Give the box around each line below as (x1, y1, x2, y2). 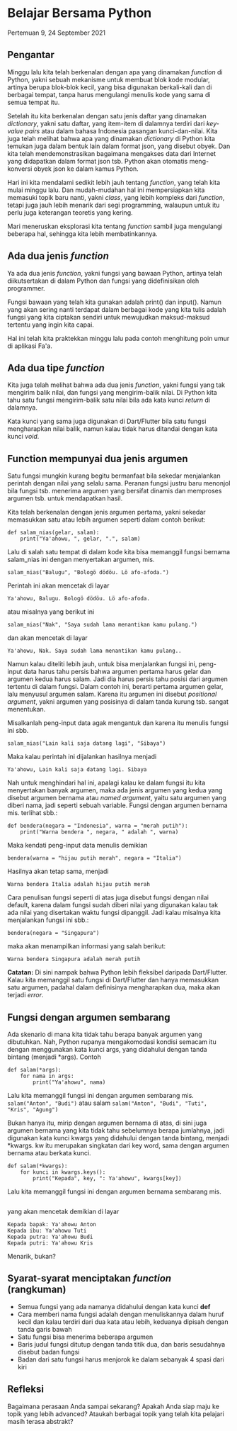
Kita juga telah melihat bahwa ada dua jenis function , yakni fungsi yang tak (7, 381, 226, 389)
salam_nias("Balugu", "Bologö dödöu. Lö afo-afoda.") (7, 569, 170, 576)
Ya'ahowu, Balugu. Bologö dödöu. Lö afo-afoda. (7, 595, 151, 602)
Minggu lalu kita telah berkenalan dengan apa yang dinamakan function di (7, 67, 223, 76)
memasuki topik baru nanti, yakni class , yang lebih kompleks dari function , (7, 193, 225, 201)
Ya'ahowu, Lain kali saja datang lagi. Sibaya (7, 766, 147, 773)
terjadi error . (7, 991, 44, 999)
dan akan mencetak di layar (7, 634, 88, 642)
